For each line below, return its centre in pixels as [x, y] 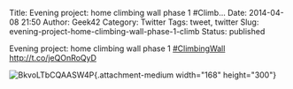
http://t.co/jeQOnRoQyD [53, 58]
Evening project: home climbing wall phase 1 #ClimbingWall [117, 48]
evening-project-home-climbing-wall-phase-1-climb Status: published [137, 31]
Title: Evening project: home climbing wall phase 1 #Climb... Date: [128, 13]
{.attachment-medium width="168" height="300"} [185, 75]
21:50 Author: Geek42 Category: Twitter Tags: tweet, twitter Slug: [140, 22]
